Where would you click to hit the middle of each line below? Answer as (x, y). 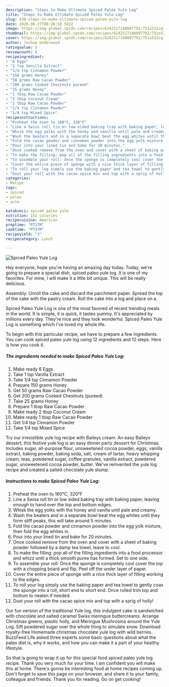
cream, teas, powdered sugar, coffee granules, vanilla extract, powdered (81, 459)
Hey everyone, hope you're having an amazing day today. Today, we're (79, 267)
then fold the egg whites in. (41, 531)
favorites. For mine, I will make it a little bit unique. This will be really (76, 278)
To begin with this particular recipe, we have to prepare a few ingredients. (82, 334)
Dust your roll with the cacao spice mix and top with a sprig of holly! (83, 601)
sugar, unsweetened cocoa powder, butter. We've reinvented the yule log (81, 464)
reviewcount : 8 (22, 52)
